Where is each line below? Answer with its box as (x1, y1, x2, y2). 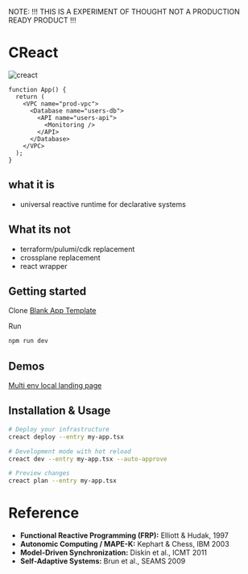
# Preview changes (8, 469, 70, 477)
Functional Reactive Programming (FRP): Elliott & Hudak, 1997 (19, 531, 229, 540)
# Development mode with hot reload (8, 447, 131, 456)
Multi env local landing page (8, 381, 102, 390)
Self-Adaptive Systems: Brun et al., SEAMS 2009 (19, 556, 186, 566)
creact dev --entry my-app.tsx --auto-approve (8, 455, 167, 463)
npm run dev (8, 337, 48, 345)
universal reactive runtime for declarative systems (19, 199, 187, 209)
